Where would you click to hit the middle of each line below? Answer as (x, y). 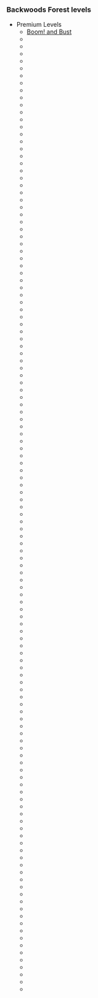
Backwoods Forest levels (49, 10)
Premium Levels (39, 25)
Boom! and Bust (49, 32)
